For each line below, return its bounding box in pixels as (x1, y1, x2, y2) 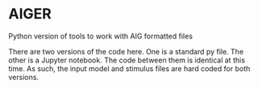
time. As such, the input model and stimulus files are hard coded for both (8, 63, 251, 73)
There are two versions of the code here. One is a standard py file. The (8, 46, 244, 56)
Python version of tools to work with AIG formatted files (8, 31, 193, 41)
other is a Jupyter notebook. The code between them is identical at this (8, 55, 246, 65)
